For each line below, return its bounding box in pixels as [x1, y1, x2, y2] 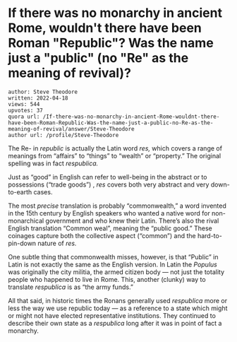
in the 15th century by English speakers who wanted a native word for [8, 208, 210, 217]
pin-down [8, 239, 37, 247]
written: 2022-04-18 [8, 94, 69, 102]
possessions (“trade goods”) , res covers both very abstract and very [8, 180, 209, 189]
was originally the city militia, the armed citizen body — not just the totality [8, 267, 225, 276]
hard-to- [197, 231, 223, 240]
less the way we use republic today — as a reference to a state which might [8, 304, 228, 312]
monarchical [8, 216, 44, 225]
